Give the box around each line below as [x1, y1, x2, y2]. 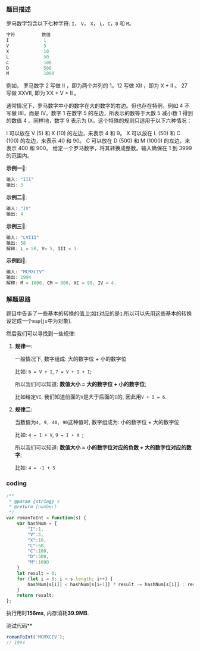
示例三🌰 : [6, 222, 27, 230]
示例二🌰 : [6, 194, 27, 201]
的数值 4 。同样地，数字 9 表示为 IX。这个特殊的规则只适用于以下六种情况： [6, 117, 192, 124]
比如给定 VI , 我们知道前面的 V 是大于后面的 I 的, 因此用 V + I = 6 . [14, 393, 167, 400]
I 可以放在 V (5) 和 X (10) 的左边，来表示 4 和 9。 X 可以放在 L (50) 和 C [6, 130, 180, 137]
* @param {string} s [8, 499, 60, 504]
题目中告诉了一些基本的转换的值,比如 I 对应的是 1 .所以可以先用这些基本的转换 [6, 310, 192, 317]
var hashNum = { [17, 521, 58, 527]
